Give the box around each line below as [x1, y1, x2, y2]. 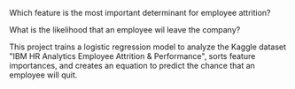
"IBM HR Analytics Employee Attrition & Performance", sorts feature [9, 51, 256, 61]
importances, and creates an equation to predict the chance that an [9, 61, 255, 70]
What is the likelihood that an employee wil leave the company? [9, 25, 241, 34]
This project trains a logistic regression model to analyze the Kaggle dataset [9, 41, 286, 52]
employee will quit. [9, 70, 78, 80]
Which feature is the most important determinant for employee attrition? [9, 8, 272, 18]
